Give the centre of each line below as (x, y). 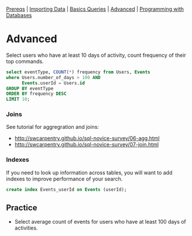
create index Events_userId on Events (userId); (66, 189)
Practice (22, 208)
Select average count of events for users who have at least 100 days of (100, 222)
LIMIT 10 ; (18, 100)
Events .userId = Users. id (53, 83)
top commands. (25, 61)
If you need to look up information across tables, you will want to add (89, 172)
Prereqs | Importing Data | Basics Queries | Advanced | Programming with (95, 9)
